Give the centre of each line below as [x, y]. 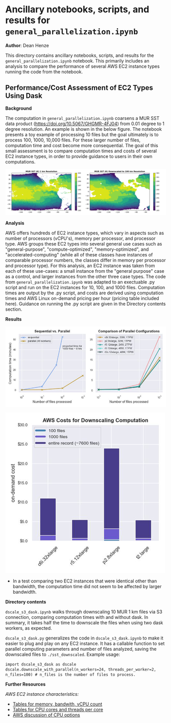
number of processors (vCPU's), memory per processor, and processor [80, 238]
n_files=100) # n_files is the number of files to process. [71, 675]
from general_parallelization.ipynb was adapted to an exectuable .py [80, 282]
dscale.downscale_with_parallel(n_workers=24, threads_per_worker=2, [81, 670]
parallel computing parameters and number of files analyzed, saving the [81, 649]
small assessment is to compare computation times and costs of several [81, 151]
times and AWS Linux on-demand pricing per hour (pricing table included [82, 298]
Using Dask [24, 96]
